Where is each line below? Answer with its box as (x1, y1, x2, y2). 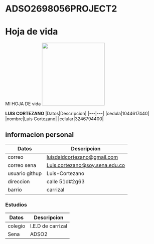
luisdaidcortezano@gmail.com (46, 153, 118, 160)
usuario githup (8, 170, 42, 177)
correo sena (8, 161, 37, 168)
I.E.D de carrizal (30, 222, 68, 229)
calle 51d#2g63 (46, 178, 85, 185)
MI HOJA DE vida (5, 101, 41, 107)
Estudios (5, 201, 28, 208)
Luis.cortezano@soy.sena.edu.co (46, 161, 125, 168)
